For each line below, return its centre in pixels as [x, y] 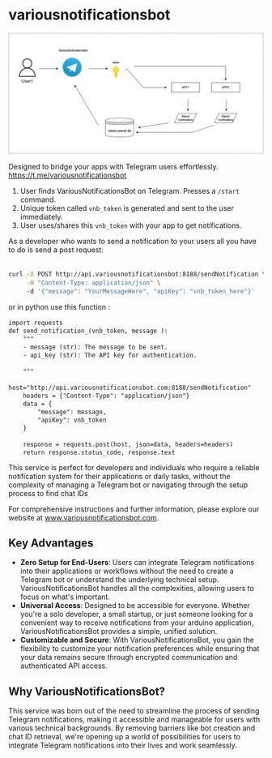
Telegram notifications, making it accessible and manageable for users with [134, 720]
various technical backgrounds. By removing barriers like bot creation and [132, 728]
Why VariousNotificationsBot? [87, 691]
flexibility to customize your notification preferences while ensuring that [140, 649]
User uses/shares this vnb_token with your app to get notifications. [131, 225]
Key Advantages [51, 544]
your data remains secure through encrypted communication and [129, 657]
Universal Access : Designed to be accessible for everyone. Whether [135, 606]
